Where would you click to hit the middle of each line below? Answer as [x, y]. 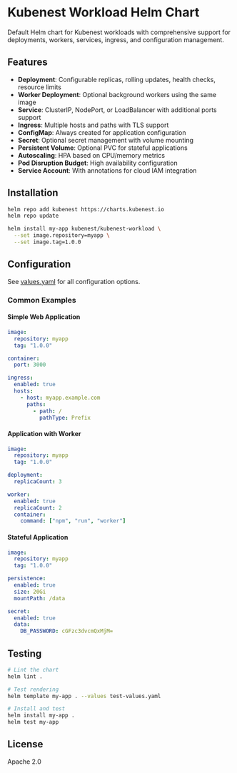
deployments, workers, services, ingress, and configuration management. [116, 39]
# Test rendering [33, 689]
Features [27, 62]
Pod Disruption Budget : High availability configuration [97, 163]
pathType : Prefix [65, 418]
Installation [33, 193]
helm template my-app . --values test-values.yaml [84, 696]
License [25, 744]
